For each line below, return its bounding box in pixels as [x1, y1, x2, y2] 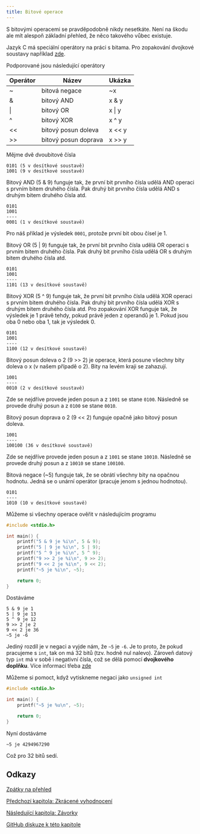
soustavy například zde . [6, 50, 66, 57]
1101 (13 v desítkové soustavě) [6, 282, 87, 288]
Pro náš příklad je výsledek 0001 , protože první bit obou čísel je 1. [6, 229, 167, 236]
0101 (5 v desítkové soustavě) [6, 163, 85, 169]
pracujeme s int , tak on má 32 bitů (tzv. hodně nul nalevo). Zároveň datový [6, 650, 193, 657]
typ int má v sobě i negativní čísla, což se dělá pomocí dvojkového [6, 656, 174, 663]
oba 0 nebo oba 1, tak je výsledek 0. [6, 318, 96, 325]
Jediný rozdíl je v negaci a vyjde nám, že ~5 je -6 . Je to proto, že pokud [6, 643, 183, 650]
